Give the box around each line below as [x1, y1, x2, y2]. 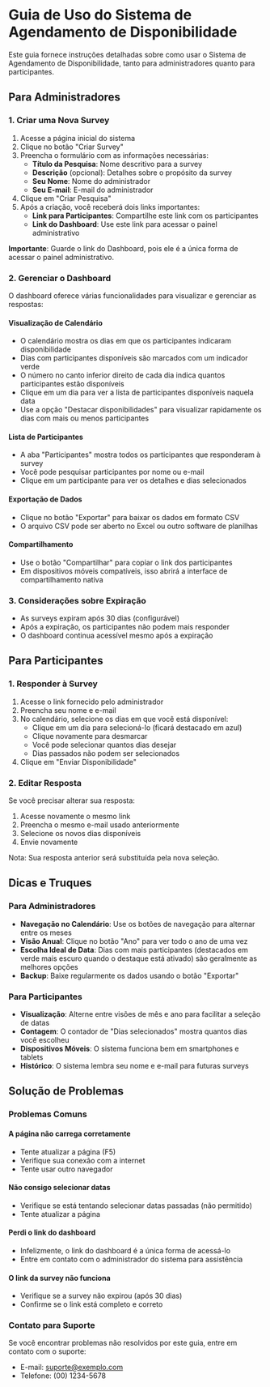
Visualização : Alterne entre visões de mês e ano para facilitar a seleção [19, 1009, 261, 1018]
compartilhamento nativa [19, 574, 103, 584]
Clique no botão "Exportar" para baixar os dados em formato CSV [19, 512, 240, 522]
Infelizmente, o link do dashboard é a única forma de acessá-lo [19, 1245, 231, 1255]
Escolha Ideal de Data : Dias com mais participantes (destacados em [19, 945, 249, 954]
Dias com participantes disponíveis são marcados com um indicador [19, 353, 248, 363]
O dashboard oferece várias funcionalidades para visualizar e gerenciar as [8, 290, 257, 301]
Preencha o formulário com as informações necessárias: [19, 150, 209, 160]
